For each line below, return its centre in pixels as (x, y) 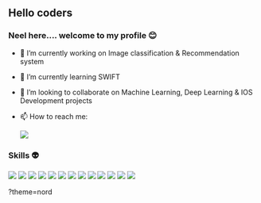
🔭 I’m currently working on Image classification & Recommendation (130, 53)
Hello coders (41, 13)
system (32, 61)
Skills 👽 (24, 155)
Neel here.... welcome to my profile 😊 (83, 36)
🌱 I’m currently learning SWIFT (70, 77)
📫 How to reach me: (54, 116)
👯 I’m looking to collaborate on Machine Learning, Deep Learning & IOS (136, 92)
